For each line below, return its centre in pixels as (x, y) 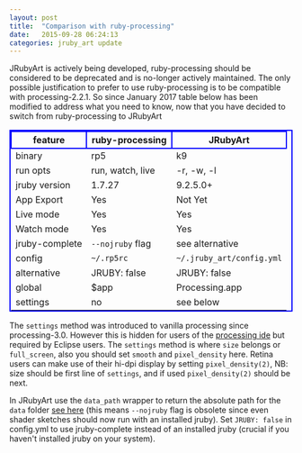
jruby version (43, 186)
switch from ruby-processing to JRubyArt (86, 116)
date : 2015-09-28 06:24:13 (64, 34)
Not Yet (192, 200)
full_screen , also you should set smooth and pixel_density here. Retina (142, 354)
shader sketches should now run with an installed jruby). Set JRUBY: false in (151, 420)
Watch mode (42, 229)
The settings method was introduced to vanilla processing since (129, 326)
